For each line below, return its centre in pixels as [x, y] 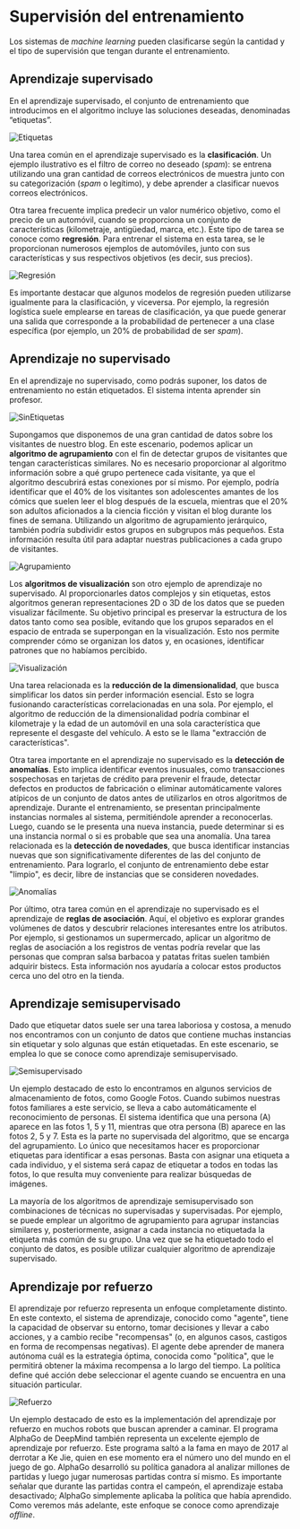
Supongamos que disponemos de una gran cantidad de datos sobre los [141, 434]
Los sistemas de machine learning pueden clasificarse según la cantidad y [147, 41]
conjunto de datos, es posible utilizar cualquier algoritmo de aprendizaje [142, 1249]
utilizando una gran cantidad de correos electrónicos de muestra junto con [147, 173]
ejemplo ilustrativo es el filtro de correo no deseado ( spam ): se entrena [141, 164]
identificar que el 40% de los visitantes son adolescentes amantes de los [144, 492]
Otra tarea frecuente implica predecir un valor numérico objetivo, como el [145, 210]
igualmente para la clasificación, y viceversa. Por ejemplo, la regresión [139, 301]
